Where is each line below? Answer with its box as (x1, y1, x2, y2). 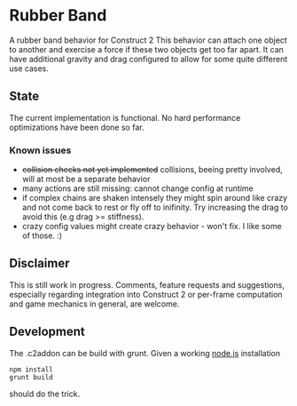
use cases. (9, 63, 49, 74)
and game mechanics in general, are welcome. (9, 299, 180, 309)
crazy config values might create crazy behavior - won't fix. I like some (21, 221, 282, 232)
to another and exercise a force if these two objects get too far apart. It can (9, 44, 284, 54)
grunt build (9, 372, 53, 382)
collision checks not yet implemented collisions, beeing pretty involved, (21, 164, 283, 175)
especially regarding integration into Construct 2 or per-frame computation (9, 289, 283, 299)
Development (9, 324, 86, 339)
